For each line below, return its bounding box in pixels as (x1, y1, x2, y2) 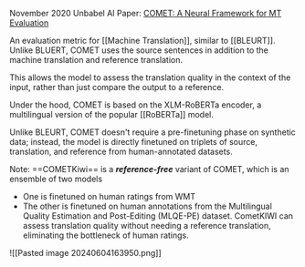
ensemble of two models (9, 173, 103, 184)
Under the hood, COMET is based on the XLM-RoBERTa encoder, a (9, 99, 262, 110)
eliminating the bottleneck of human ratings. (22, 230, 189, 241)
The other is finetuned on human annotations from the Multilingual (22, 200, 272, 211)
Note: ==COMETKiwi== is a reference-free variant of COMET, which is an (9, 164, 289, 174)
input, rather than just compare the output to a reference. (9, 82, 225, 92)
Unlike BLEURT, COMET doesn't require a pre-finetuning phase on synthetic (9, 127, 297, 138)
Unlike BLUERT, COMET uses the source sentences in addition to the (9, 45, 269, 56)
